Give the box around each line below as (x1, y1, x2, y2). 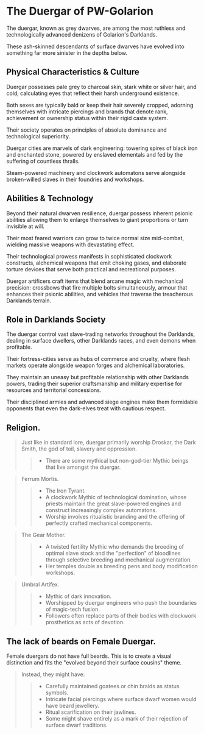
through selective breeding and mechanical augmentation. (45, 556, 192, 563)
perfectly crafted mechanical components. (45, 519, 153, 527)
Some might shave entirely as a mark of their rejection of (45, 715, 188, 722)
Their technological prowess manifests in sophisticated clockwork (6, 252, 172, 260)
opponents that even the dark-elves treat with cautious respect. (6, 405, 166, 412)
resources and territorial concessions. (6, 387, 102, 394)
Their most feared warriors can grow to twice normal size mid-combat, (6, 234, 185, 241)
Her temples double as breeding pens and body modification (45, 563, 198, 570)
